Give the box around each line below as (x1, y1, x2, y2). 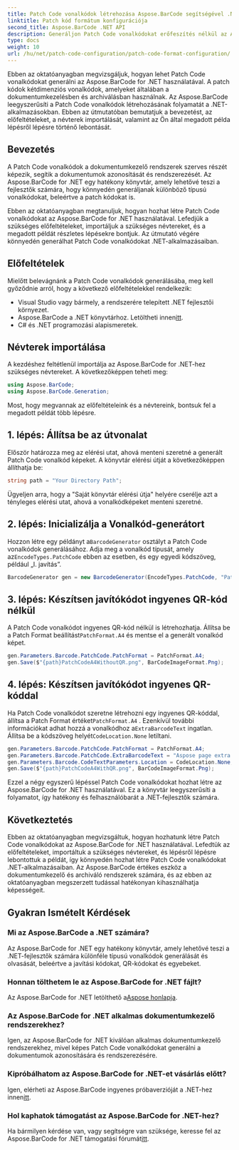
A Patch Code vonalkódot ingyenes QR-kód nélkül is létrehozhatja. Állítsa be (7, 623, 230, 632)
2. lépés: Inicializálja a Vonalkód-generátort (7, 518, 205, 530)
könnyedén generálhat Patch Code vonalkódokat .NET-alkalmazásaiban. (7, 237, 219, 245)
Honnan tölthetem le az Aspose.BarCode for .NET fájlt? (7, 977, 202, 987)
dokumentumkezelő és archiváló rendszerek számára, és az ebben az (7, 871, 212, 879)
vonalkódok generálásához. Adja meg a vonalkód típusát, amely (7, 545, 194, 553)
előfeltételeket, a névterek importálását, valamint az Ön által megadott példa (7, 115, 231, 123)
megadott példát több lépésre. (7, 409, 96, 417)
